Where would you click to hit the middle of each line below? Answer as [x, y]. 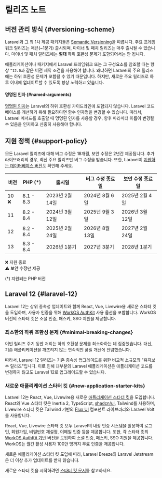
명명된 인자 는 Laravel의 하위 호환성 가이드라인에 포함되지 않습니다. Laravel [75, 106]
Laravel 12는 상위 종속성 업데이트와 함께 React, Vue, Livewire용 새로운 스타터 [78, 306]
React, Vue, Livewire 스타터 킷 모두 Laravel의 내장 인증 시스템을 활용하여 [74, 426]
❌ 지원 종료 [16, 262]
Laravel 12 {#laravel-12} [41, 294]
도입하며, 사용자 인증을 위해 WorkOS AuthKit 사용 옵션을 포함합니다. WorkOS [83, 312]
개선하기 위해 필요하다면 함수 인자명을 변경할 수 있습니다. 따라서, [82, 112]
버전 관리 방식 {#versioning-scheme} [60, 29]
